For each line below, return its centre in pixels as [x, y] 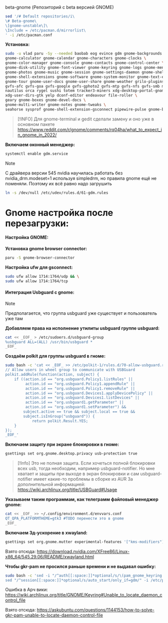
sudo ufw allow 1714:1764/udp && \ [42, 276]
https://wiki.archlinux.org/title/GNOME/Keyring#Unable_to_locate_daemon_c [84, 595]
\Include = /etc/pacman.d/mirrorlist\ [45, 30]
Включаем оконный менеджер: [40, 144]
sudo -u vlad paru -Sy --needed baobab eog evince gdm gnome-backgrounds [84, 54]
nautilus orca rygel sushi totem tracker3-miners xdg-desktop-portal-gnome [86, 91]
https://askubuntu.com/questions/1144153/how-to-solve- [96, 610]
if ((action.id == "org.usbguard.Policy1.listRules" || [74, 379]
